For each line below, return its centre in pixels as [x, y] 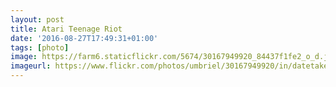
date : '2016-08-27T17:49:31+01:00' [84, 38]
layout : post [37, 19]
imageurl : [31, 66]
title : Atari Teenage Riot [66, 29]
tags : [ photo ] [40, 47]
